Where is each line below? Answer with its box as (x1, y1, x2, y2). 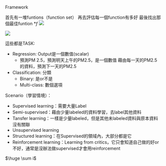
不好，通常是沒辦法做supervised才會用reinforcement (12, 146, 120, 151)
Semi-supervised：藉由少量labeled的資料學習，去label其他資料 (12, 109, 142, 115)
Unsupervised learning (12, 127, 59, 133)
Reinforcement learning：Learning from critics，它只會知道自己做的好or (12, 139, 160, 145)
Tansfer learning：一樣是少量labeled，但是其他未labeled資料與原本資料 (12, 115, 159, 121)
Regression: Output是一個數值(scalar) (12, 51, 89, 56)
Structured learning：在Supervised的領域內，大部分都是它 (12, 133, 132, 139)
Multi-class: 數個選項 (19, 82, 63, 88)
